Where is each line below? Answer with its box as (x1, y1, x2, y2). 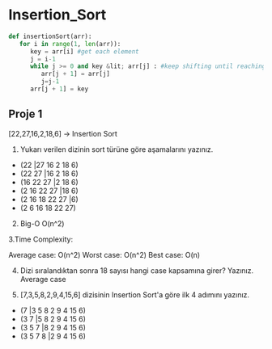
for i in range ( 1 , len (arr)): (19, 40, 121, 48)
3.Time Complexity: (8, 234, 74, 244)
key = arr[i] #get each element (29, 47, 139, 56)
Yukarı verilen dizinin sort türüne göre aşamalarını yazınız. (19, 144, 214, 154)
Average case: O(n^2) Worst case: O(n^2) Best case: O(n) (8, 250, 201, 259)
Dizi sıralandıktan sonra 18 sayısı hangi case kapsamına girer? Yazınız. (19, 265, 253, 275)
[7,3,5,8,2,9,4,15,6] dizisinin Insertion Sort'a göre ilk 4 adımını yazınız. (19, 289, 249, 300)
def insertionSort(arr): (8, 32, 92, 40)
